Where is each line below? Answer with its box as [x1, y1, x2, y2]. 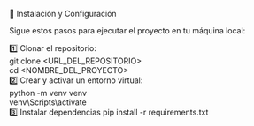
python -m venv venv [9, 88, 87, 98]
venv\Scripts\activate [9, 97, 87, 107]
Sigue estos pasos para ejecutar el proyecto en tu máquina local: [9, 26, 246, 35]
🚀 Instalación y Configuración [9, 9, 117, 19]
